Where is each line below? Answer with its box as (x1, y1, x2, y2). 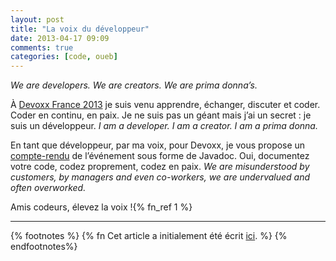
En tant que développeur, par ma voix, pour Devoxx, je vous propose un (10, 139, 306, 151)
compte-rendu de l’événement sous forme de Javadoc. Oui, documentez (10, 150, 310, 162)
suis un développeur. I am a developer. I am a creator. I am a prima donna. (10, 120, 318, 132)
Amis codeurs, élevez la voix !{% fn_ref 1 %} (10, 201, 193, 213)
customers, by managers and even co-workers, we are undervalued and (10, 171, 311, 183)
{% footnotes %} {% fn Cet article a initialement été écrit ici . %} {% (10, 230, 288, 242)
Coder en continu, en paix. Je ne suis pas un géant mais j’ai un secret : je (10, 109, 312, 121)
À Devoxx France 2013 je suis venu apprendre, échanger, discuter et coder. (10, 99, 321, 111)
